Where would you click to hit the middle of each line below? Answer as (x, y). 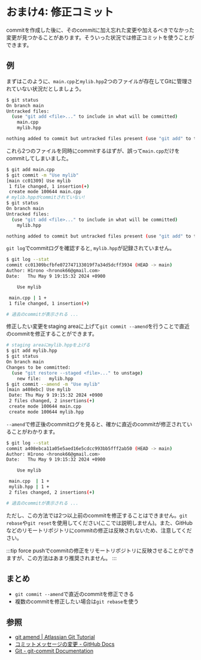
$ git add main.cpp (31, 169)
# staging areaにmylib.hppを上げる (48, 345)
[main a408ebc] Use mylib (38, 390)
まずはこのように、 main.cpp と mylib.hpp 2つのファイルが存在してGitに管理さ (99, 81)
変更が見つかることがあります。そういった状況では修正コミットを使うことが (100, 37)
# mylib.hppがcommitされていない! (46, 197)
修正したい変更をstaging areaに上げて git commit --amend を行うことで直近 (98, 326)
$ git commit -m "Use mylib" (42, 175)
